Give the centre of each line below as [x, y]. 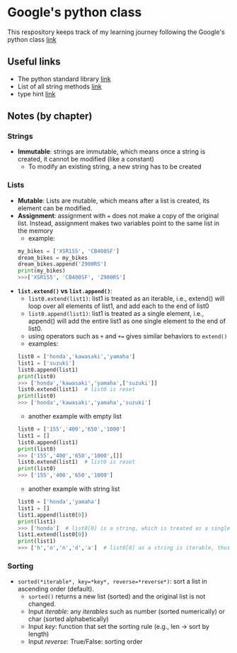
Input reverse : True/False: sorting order [85, 642]
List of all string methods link [59, 86]
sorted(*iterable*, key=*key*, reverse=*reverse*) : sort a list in [112, 581]
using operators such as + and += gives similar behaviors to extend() [128, 336]
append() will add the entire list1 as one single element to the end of [127, 321]
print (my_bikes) [41, 271]
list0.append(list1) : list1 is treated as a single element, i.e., [116, 314]
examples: [43, 343]
